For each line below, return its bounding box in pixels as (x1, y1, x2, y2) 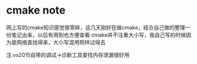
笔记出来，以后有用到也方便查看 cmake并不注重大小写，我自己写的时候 (11, 31, 186, 39)
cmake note (6, 4, 66, 17)
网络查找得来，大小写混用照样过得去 (16, 39, 106, 46)
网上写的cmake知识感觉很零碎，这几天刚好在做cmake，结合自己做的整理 (6, 24, 186, 31)
